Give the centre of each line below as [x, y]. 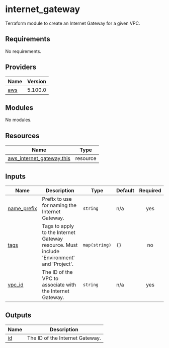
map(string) [97, 245]
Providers [21, 67]
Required [150, 190]
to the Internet [59, 232]
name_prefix [23, 209]
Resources [22, 135]
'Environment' [59, 257]
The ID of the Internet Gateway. [64, 338]
